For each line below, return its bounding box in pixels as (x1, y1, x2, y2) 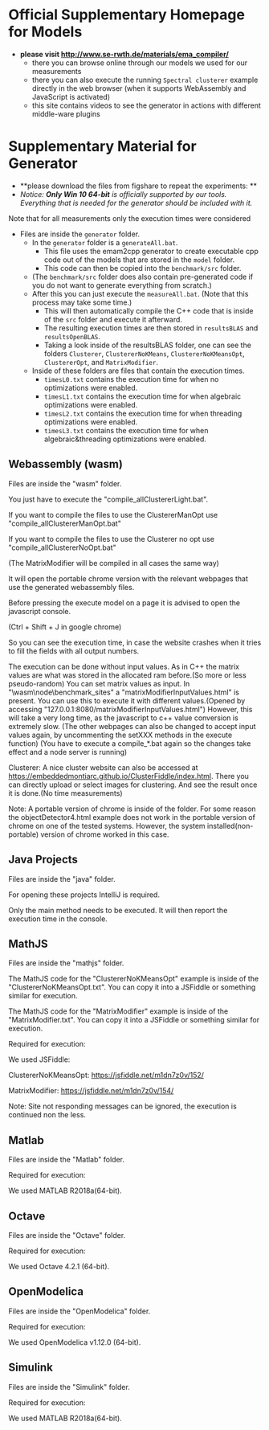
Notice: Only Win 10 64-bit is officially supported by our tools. (19, 189, 227, 199)
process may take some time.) (31, 297, 132, 307)
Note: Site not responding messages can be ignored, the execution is (8, 1101, 237, 1111)
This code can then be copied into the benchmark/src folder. (43, 263, 242, 272)
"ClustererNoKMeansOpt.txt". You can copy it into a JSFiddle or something (8, 982, 256, 992)
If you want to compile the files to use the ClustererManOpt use (8, 510, 218, 519)
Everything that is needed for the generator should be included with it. (19, 198, 253, 207)
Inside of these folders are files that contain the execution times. (31, 366, 245, 375)
